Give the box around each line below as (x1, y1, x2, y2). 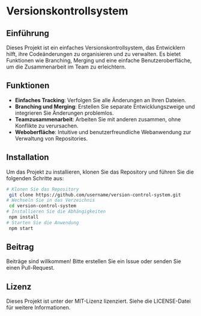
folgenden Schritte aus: (6, 174, 64, 181)
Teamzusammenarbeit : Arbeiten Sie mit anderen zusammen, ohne (14, 115, 181, 123)
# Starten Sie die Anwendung (6, 219, 79, 226)
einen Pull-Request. (6, 264, 55, 272)
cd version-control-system (8, 203, 77, 209)
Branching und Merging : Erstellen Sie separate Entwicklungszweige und (14, 103, 195, 110)
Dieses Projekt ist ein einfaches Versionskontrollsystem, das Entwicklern (6, 44, 185, 51)
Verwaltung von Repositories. (14, 135, 88, 142)
